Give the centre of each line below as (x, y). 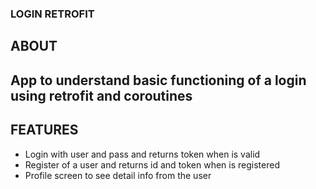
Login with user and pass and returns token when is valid (142, 154)
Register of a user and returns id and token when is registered (152, 164)
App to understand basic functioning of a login (158, 80)
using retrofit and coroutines (101, 95)
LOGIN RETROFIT (52, 14)
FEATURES (44, 130)
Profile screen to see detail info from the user (118, 175)
